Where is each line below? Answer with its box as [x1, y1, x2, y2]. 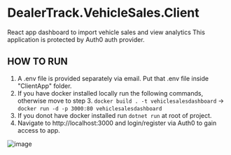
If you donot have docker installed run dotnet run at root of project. [17, 111, 212, 119]
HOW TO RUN [7, 56, 68, 68]
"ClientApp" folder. [17, 82, 72, 90]
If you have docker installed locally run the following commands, [17, 89, 204, 97]
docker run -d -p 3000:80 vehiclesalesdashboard [17, 105, 162, 112]
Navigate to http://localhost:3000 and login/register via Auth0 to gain [17, 119, 217, 127]
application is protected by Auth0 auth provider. [7, 35, 145, 43]
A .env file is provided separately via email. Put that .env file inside [17, 74, 209, 82]
